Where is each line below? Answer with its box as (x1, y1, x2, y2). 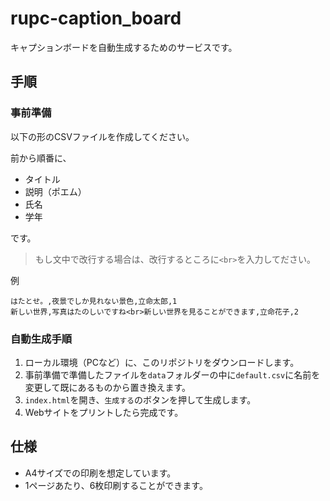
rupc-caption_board (10, 7, 182, 30)
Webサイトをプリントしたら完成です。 (24, 406, 184, 418)
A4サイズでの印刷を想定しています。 (24, 467, 177, 479)
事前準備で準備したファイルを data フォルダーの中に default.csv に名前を (24, 368, 321, 381)
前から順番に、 (10, 152, 72, 164)
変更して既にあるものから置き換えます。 (24, 381, 191, 393)
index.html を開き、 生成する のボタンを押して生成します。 (24, 393, 257, 406)
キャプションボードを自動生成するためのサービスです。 (10, 41, 238, 53)
